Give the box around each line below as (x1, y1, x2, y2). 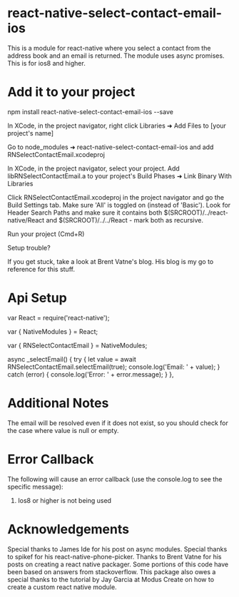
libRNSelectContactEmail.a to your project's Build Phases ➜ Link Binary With (7, 171, 232, 180)
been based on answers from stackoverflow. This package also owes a (7, 567, 216, 576)
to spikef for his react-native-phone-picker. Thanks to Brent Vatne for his (7, 552, 222, 561)
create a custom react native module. (7, 583, 117, 591)
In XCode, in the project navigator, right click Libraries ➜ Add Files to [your (7, 121, 227, 130)
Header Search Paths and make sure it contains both (7, 208, 163, 217)
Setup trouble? (7, 243, 51, 252)
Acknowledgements (7, 521, 130, 537)
